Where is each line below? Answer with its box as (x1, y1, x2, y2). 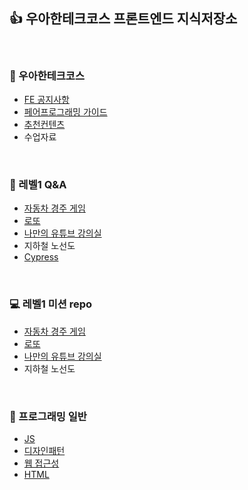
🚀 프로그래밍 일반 (9, 409, 87, 423)
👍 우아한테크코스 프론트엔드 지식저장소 (9, 10, 238, 28)
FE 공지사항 (23, 94, 70, 106)
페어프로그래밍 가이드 (23, 106, 108, 118)
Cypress (23, 251, 59, 263)
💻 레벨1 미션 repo (9, 297, 93, 311)
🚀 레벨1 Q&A (9, 178, 67, 192)
